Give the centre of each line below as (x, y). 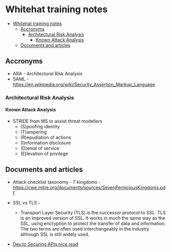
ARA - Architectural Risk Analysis (47, 73)
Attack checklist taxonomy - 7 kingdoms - (57, 182)
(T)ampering (33, 132)
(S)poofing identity (40, 127)
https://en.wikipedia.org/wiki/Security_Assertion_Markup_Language (84, 84)
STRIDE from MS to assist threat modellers (57, 121)
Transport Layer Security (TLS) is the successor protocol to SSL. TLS (93, 212)
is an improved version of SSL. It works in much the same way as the (93, 218)
